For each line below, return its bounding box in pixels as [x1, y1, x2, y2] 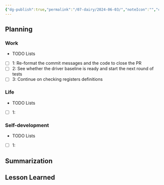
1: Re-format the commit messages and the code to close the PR [12, 60, 142, 66]
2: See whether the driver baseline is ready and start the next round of [12, 66, 154, 72]
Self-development [5, 122, 49, 129]
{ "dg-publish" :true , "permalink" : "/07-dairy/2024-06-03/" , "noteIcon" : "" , [5, 7, 156, 12]
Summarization [5, 157, 53, 165]
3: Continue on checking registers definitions [12, 76, 103, 82]
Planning [5, 25, 33, 34]
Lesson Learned [5, 173, 55, 182]
